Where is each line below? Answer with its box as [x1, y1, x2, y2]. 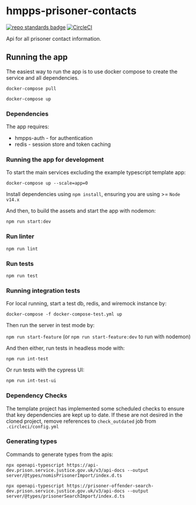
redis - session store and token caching [14, 141, 111, 148]
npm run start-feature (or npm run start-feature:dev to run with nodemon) [6, 333, 191, 340]
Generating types [6, 437, 58, 445]
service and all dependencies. [6, 74, 79, 81]
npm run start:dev [6, 219, 51, 225]
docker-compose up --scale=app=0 [6, 180, 88, 187]
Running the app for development [6, 155, 104, 164]
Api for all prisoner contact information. [6, 35, 102, 42]
